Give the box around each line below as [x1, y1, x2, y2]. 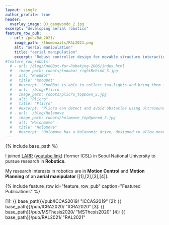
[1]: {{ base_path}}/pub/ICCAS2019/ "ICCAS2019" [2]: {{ [5, 198, 122, 204]
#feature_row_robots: [5, 59, 51, 64]
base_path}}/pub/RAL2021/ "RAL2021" [5, 214, 86, 220]
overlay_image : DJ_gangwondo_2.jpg [10, 21, 84, 27]
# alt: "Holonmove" [10, 120, 55, 125]
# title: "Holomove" [10, 125, 57, 130]
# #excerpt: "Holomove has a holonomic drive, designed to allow [10, 129, 154, 134]
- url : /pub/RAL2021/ [10, 36, 55, 41]
